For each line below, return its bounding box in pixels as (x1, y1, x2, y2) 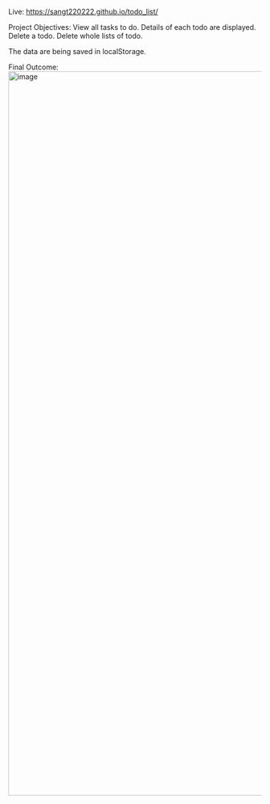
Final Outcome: (8, 62, 59, 72)
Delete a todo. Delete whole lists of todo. (8, 31, 143, 40)
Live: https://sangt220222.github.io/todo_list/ (8, 7, 158, 16)
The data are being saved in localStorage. (8, 47, 147, 56)
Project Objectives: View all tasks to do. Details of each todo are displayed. (8, 23, 256, 31)
